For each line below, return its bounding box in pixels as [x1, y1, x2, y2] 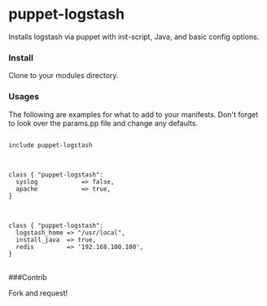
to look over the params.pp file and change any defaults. [8, 118, 198, 128]
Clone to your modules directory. [8, 71, 119, 81]
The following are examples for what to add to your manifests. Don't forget [8, 109, 259, 119]
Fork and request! [8, 288, 68, 298]
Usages [8, 91, 39, 103]
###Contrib [8, 272, 47, 282]
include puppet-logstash [8, 141, 93, 149]
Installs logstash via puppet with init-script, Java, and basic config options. [8, 32, 260, 42]
